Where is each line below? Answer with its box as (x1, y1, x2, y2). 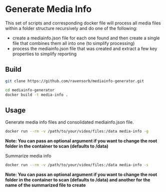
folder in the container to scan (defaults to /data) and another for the (5, 177, 150, 183)
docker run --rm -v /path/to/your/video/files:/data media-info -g (5, 129, 149, 134)
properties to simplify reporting (12, 51, 77, 57)
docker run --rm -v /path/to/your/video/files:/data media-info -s (5, 163, 149, 168)
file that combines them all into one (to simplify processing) (12, 40, 135, 46)
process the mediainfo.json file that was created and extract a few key (12, 45, 157, 51)
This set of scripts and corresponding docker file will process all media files (5, 20, 161, 26)
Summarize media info (5, 153, 51, 159)
